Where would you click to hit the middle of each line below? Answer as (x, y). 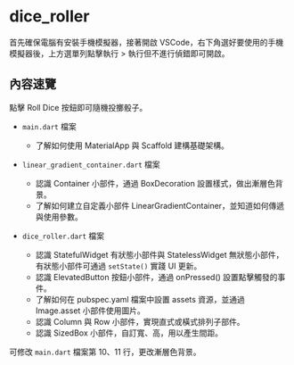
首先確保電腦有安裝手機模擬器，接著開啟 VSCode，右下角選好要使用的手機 (146, 42)
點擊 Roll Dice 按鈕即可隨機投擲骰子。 (78, 107)
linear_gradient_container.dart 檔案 (91, 164)
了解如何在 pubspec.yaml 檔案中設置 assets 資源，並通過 (140, 299)
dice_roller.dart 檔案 (63, 236)
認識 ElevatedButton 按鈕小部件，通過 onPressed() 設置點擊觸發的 (156, 277)
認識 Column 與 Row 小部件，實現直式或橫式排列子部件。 (140, 321)
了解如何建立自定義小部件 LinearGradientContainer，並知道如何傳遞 (160, 205)
